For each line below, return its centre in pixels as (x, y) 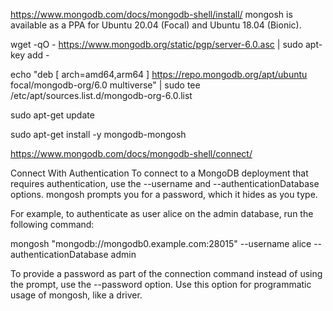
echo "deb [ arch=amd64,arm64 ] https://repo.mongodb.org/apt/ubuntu (159, 74)
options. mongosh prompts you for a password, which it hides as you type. (164, 194)
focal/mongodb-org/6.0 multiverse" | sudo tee (105, 85)
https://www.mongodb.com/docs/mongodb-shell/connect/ (131, 153)
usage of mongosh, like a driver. (76, 295)
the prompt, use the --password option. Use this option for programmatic (161, 284)
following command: (52, 224)
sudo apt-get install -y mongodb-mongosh (98, 134)
